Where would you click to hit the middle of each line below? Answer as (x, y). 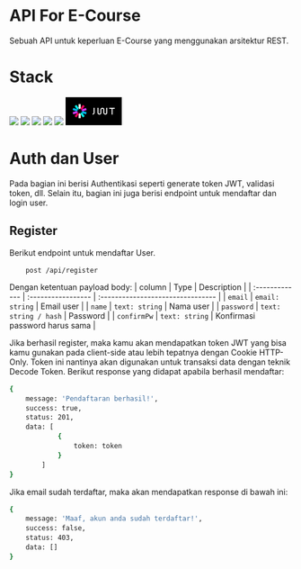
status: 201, (50, 418)
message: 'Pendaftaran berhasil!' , (92, 398)
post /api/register (62, 270)
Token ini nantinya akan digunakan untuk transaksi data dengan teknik (160, 362)
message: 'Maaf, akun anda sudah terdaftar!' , (114, 519)
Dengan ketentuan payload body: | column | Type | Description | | (130, 287)
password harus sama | (53, 325)
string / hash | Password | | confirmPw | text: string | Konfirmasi (133, 315)
